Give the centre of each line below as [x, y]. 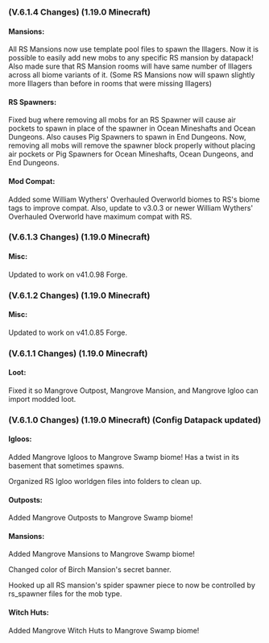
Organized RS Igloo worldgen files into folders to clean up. [105, 482]
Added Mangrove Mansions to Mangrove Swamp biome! [102, 554]
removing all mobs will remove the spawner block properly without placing [132, 146]
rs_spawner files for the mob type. [65, 594]
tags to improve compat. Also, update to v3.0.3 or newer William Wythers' [131, 207]
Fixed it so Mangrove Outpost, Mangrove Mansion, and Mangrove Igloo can [133, 390]
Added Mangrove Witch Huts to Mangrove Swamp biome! [104, 630]
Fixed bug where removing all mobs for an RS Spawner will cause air [122, 120]
